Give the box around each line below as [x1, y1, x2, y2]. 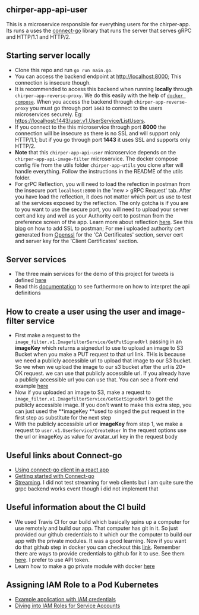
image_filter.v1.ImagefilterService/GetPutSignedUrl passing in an [14, 338, 182, 345]
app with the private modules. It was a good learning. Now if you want [14, 537, 187, 544]
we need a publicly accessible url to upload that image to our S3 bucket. [14, 357, 192, 364]
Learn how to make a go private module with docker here [14, 563, 156, 570]
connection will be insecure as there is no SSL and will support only [14, 129, 181, 136]
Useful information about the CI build [6, 502, 146, 512]
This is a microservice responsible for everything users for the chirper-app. [6, 20, 191, 27]
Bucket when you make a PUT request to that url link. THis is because [14, 351, 186, 358]
